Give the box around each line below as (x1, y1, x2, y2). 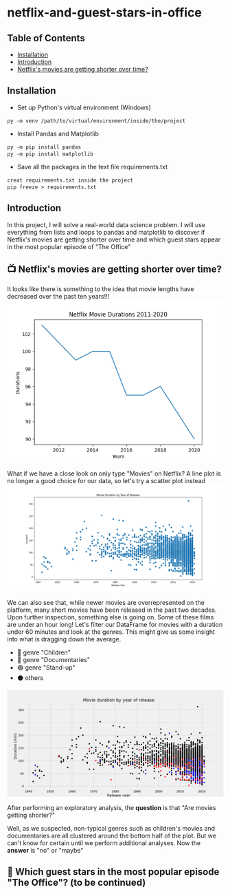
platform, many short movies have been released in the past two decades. (7, 606, 217, 614)
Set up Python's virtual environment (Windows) (16, 103, 151, 111)
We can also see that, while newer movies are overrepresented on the (7, 598, 205, 606)
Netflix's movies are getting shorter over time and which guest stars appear (7, 235, 221, 244)
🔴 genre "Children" (16, 648, 71, 657)
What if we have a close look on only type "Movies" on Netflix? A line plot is (7, 469, 221, 478)
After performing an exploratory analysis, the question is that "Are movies (7, 803, 216, 811)
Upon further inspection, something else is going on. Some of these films (7, 613, 214, 621)
